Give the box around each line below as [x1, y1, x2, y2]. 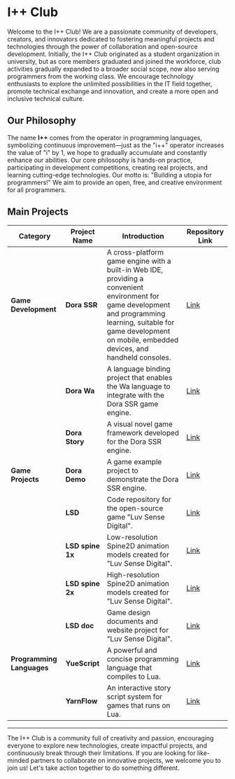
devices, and [106, 344, 149, 353]
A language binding [106, 364, 171, 374]
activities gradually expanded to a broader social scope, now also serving [7, 65, 220, 73]
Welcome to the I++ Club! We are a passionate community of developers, [7, 27, 219, 36]
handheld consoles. [106, 352, 171, 362]
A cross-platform [106, 247, 164, 257]
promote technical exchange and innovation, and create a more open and [7, 87, 219, 95]
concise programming [106, 653, 180, 663]
